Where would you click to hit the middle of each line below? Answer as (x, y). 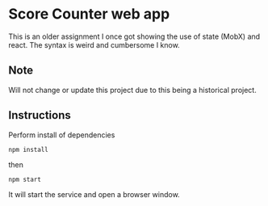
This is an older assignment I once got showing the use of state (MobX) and (134, 36)
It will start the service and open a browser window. (94, 194)
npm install (28, 149)
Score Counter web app (89, 14)
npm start (25, 179)
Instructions (40, 115)
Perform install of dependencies (62, 135)
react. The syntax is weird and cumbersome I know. (94, 44)
